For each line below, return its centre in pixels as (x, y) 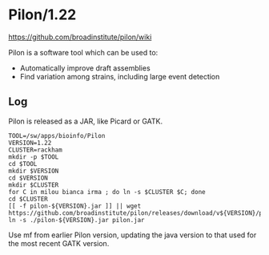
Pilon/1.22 (42, 15)
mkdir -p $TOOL (34, 157)
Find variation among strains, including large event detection (120, 76)
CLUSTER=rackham (35, 150)
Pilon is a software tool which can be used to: (83, 52)
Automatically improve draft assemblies (85, 68)
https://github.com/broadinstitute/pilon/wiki (80, 37)
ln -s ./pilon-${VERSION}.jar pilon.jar (77, 220)
